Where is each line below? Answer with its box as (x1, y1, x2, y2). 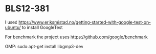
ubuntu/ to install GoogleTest (5, 24, 63, 30)
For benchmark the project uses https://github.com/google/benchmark (5, 34, 148, 40)
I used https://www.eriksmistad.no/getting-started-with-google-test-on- (5, 19, 151, 25)
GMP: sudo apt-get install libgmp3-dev (5, 43, 84, 49)
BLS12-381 (5, 3, 49, 14)
